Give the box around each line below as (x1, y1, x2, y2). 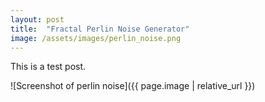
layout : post (10, 14, 65, 25)
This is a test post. (10, 61, 87, 73)
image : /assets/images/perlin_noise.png (10, 33, 182, 43)
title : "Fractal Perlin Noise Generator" (10, 24, 190, 34)
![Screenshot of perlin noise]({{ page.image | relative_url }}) (10, 80, 256, 92)
